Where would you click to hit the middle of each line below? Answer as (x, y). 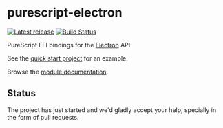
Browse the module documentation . (58, 72)
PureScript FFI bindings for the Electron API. (70, 45)
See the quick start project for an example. (68, 58)
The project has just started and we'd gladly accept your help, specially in (112, 110)
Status (22, 93)
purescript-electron (65, 13)
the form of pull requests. (43, 117)
